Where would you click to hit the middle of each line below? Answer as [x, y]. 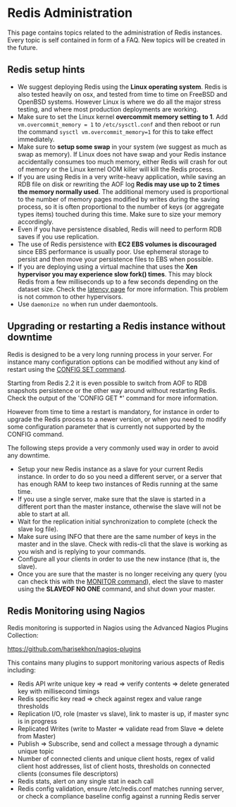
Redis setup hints [46, 69]
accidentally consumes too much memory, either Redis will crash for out [122, 162]
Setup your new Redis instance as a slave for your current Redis [110, 469]
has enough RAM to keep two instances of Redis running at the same [118, 484]
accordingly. [36, 222]
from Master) [37, 736]
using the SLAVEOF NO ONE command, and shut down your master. [117, 589]
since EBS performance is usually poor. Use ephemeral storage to [113, 251]
